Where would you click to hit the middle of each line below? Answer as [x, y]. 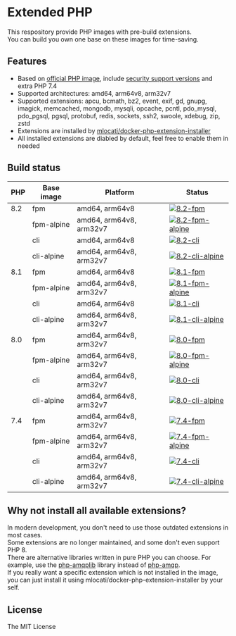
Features [27, 62]
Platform [120, 192]
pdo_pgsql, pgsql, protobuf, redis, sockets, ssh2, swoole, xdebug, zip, [119, 116]
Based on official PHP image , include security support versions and [115, 78]
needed [28, 146]
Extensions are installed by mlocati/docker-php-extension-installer [114, 130]
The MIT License [32, 627]
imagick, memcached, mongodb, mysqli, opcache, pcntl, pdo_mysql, [117, 108]
